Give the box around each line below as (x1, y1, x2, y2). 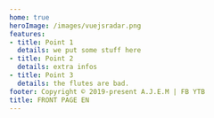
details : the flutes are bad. (17, 79, 129, 88)
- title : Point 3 (9, 71, 74, 80)
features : (9, 29, 46, 38)
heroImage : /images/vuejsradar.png (9, 21, 142, 30)
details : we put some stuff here (17, 46, 142, 55)
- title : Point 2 (9, 54, 74, 63)
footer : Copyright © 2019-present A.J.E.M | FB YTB (9, 87, 205, 96)
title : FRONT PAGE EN (9, 95, 90, 105)
